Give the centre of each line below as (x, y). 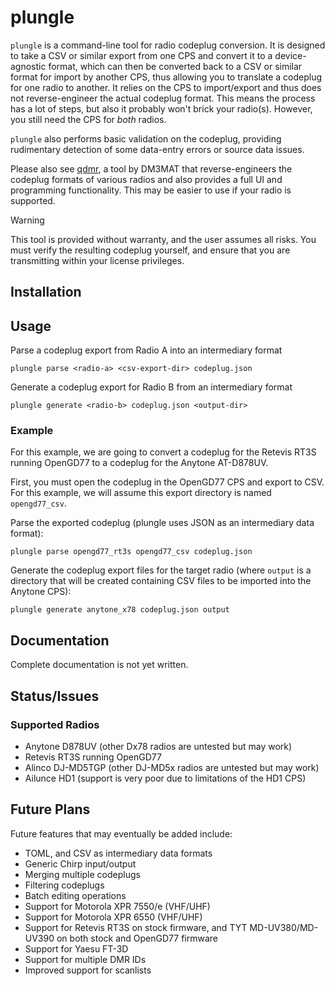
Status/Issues (55, 696)
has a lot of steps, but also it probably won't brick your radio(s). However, (161, 108)
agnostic (28, 66)
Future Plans (50, 809)
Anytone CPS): (41, 592)
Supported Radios (55, 724)
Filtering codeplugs (64, 885)
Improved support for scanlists (88, 970)
